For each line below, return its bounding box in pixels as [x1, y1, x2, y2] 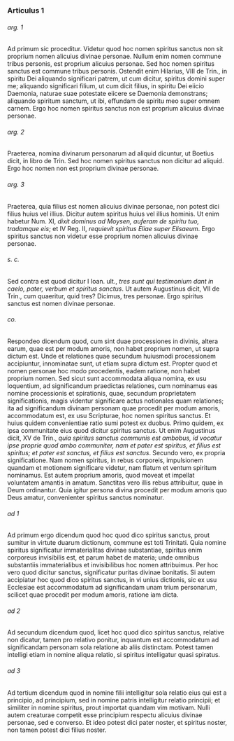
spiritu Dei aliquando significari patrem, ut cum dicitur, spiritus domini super [7, 74, 226, 83]
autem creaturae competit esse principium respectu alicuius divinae [7, 710, 203, 719]
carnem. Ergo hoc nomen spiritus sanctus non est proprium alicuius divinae [7, 104, 225, 113]
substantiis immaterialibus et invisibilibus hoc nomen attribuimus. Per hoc [7, 561, 219, 569]
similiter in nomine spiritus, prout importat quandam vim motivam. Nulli [7, 703, 211, 712]
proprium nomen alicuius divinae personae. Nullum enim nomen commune [7, 52, 221, 61]
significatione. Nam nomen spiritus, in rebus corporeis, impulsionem [7, 456, 204, 464]
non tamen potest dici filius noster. [7, 726, 107, 734]
